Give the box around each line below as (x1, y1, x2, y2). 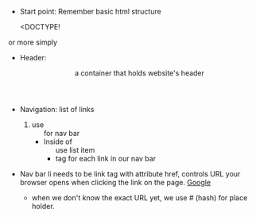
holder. (31, 202, 55, 211)
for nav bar (43, 129, 80, 138)
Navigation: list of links (19, 105, 95, 114)
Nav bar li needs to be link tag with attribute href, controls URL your (19, 169, 241, 178)
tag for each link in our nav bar (55, 154, 157, 163)
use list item (55, 145, 95, 154)
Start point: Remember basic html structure (19, 7, 161, 16)
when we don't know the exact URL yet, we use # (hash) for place (31, 193, 248, 202)
